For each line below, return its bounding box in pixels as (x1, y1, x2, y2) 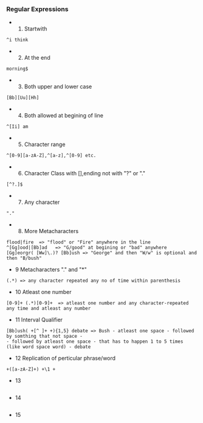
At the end (24, 54, 50, 61)
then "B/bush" (6, 255, 43, 262)
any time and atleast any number (6, 306, 91, 312)
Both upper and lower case (24, 83, 92, 90)
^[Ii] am (6, 124, 29, 130)
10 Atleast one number (15, 288, 72, 296)
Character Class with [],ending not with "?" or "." (24, 170, 146, 177)
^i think (6, 37, 29, 43)
